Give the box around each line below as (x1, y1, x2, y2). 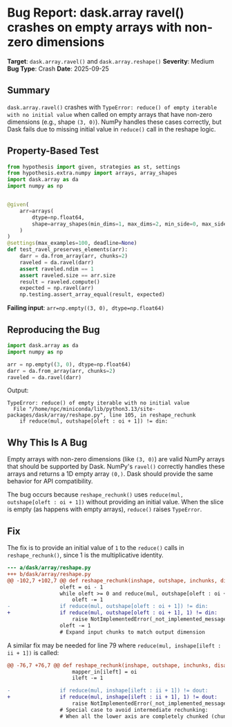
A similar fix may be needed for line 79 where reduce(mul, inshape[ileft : (7, 641, 222, 650)
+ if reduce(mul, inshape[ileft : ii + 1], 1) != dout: (7, 694, 217, 701)
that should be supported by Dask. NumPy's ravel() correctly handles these (7, 462, 225, 471)
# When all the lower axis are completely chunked (59, 712, 209, 720)
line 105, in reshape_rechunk (109, 412, 196, 419)
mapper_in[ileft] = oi (72, 668, 137, 675)
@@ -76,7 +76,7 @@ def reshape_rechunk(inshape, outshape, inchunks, (7, 662, 212, 669)
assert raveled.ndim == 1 (19, 265, 95, 273)
